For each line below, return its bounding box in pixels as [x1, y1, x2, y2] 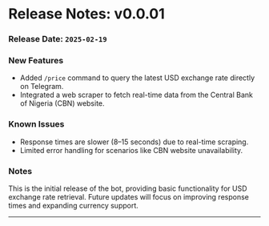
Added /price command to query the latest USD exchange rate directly [19, 73, 255, 83]
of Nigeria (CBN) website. [19, 99, 106, 108]
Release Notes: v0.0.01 [8, 5, 166, 23]
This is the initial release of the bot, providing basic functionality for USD [8, 184, 247, 193]
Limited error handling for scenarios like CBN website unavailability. [19, 145, 243, 155]
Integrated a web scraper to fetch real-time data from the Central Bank [19, 90, 254, 100]
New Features [8, 55, 64, 67]
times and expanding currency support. [8, 201, 139, 210]
